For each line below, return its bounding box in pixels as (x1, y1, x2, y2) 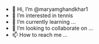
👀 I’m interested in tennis (11, 12, 73, 19)
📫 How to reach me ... (11, 32, 68, 38)
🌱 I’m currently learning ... (11, 18, 76, 25)
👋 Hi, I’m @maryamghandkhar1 (11, 6, 88, 12)
